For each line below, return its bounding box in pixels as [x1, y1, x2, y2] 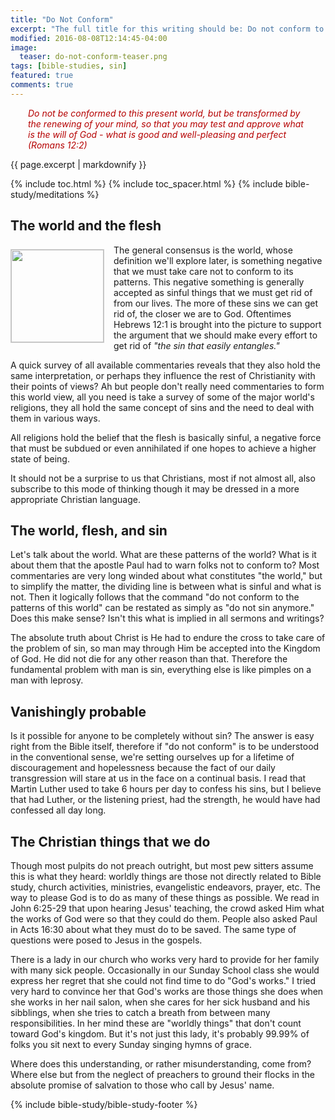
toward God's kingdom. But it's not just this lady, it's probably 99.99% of [10, 1028, 310, 1040]
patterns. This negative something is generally [113, 276, 305, 288]
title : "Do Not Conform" [10, 14, 114, 25]
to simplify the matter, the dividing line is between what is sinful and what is [10, 581, 322, 593]
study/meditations [10, 188, 85, 200]
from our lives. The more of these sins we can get [113, 297, 319, 309]
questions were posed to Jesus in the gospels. [10, 934, 203, 946]
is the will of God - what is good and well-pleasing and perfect [28, 128, 287, 140]
